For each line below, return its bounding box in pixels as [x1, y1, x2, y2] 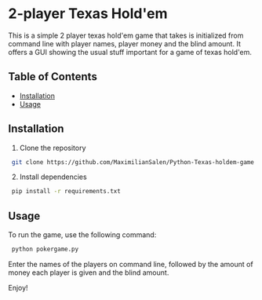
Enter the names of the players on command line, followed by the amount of [8, 260, 253, 269]
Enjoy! [8, 284, 29, 292]
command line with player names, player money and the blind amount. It [8, 38, 241, 48]
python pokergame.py [11, 245, 79, 254]
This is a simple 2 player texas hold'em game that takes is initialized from [8, 31, 244, 40]
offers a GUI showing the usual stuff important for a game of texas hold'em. [8, 47, 253, 57]
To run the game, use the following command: [8, 230, 157, 240]
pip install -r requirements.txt [11, 188, 122, 196]
